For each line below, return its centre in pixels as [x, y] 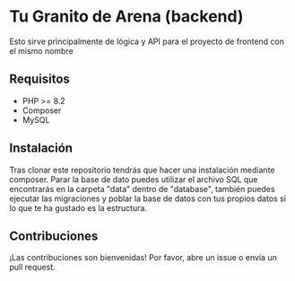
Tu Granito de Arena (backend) [126, 17]
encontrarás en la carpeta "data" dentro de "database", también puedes [142, 189]
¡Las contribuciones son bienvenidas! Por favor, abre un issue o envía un [143, 258]
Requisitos [39, 79]
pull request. [32, 268]
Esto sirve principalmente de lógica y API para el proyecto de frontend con [147, 41]
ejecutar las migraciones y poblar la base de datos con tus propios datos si [148, 198]
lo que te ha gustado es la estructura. [78, 207]
